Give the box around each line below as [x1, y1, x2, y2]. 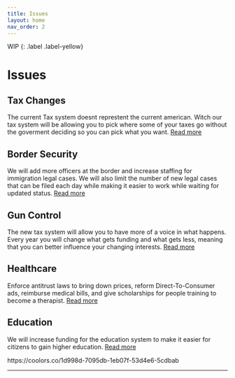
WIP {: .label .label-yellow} [7, 43, 84, 51]
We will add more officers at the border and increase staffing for [7, 167, 192, 175]
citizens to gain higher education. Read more [7, 342, 136, 351]
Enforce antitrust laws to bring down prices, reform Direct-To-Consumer [7, 281, 215, 290]
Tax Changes [7, 94, 66, 106]
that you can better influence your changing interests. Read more [7, 242, 195, 251]
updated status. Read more [7, 189, 85, 198]
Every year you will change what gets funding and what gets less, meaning [7, 235, 223, 243]
